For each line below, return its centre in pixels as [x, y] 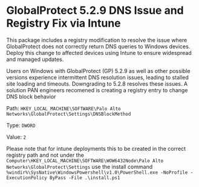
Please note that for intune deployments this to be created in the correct [96, 148]
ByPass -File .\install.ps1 [85, 178]
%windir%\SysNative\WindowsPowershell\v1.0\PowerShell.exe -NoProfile [97, 173]
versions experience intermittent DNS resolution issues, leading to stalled [98, 77]
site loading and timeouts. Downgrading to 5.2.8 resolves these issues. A [97, 84]
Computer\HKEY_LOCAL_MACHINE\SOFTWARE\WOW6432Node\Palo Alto [85, 160]
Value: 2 [16, 137]
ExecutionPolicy [27, 178]
